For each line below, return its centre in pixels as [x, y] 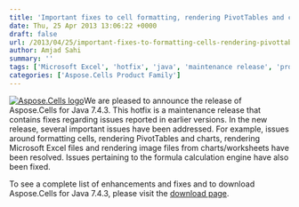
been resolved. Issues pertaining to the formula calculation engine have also [149, 157]
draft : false [33, 34]
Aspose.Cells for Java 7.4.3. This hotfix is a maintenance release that [135, 110]
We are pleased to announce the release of [163, 100]
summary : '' [31, 59]
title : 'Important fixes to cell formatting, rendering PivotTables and [147, 17]
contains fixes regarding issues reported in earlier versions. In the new [138, 119]
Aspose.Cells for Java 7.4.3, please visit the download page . [119, 193]
